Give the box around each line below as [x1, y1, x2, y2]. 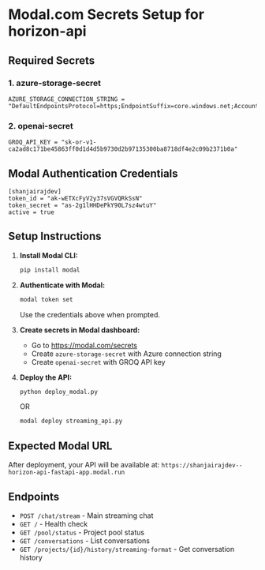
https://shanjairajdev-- [161, 462, 243, 470]
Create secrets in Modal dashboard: [19, 325, 140, 335]
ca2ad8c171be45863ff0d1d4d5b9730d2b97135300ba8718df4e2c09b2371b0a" [8, 145, 238, 153]
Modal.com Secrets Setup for [8, 6, 205, 24]
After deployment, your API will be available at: [8, 460, 160, 470]
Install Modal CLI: [19, 250, 79, 260]
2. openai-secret [8, 120, 73, 131]
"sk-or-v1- [61, 138, 97, 147]
